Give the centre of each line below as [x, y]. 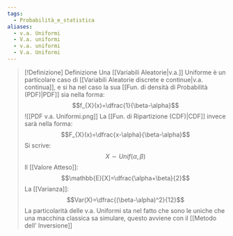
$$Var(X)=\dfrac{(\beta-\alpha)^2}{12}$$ [126, 200]
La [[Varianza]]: [47, 189]
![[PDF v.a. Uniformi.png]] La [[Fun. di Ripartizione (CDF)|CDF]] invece [125, 116]
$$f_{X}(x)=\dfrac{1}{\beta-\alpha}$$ [126, 105]
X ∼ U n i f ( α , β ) [126, 156]
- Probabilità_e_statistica [54, 20]
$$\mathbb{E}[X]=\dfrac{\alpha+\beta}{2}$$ [126, 178]
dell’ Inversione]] [48, 225]
